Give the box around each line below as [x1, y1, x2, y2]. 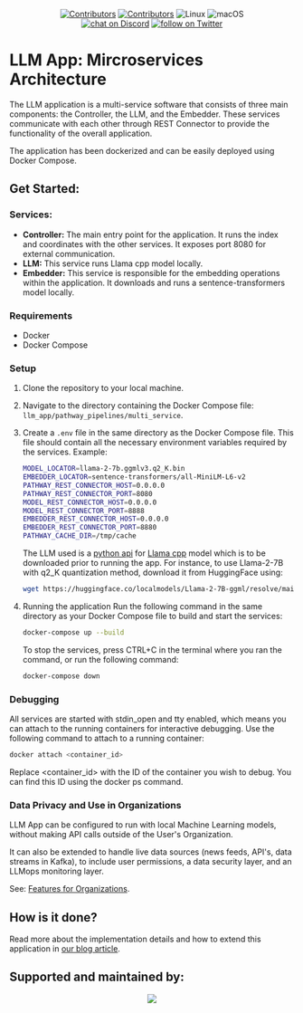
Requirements [9, 309, 73, 321]
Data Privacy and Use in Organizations [9, 798, 182, 811]
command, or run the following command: [22, 654, 179, 664]
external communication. [22, 248, 116, 259]
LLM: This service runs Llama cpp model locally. [22, 258, 204, 269]
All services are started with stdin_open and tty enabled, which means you [9, 713, 287, 724]
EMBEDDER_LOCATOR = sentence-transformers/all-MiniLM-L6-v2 [22, 473, 246, 482]
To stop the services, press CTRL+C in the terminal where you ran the [22, 644, 282, 655]
